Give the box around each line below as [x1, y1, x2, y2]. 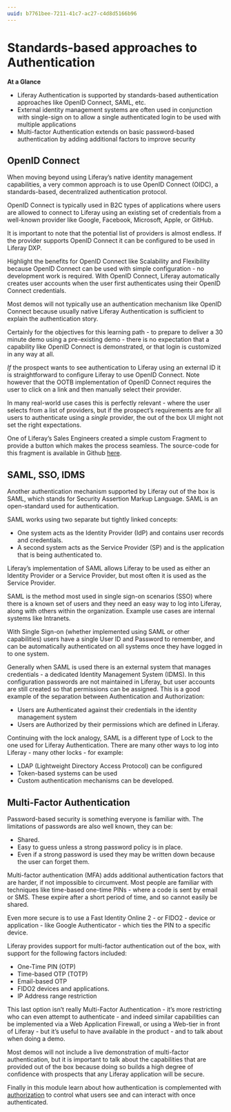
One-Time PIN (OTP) [17, 963, 76, 970]
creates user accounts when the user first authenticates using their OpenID [7, 279, 221, 287]
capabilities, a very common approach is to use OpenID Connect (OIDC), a [7, 180, 219, 189]
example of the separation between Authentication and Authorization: [7, 692, 205, 701]
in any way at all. [7, 350, 55, 358]
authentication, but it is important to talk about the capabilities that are [7, 1055, 207, 1064]
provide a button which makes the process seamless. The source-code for [7, 441, 219, 450]
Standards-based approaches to [7, 39, 198, 55]
